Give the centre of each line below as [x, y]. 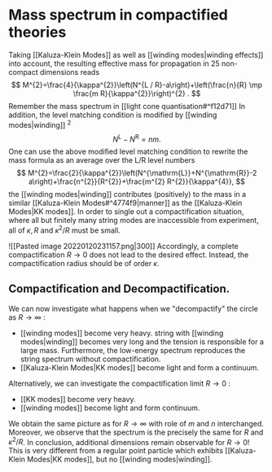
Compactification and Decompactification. [119, 289]
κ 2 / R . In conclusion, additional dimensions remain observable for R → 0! [129, 441]
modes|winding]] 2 [40, 124]
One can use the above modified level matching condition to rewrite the [128, 151]
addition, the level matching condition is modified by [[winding [113, 115]
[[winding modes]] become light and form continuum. [110, 408]
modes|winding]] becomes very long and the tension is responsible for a [142, 341]
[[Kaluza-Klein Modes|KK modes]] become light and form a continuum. [139, 367]
